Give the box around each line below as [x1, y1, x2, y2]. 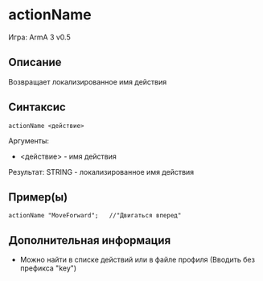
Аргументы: [8, 135, 50, 146]
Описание [8, 56, 62, 69]
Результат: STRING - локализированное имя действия [8, 167, 195, 176]
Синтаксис [8, 101, 66, 114]
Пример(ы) [8, 190, 68, 204]
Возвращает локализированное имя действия [8, 76, 167, 86]
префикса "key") [19, 263, 77, 273]
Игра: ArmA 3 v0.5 [8, 32, 71, 42]
